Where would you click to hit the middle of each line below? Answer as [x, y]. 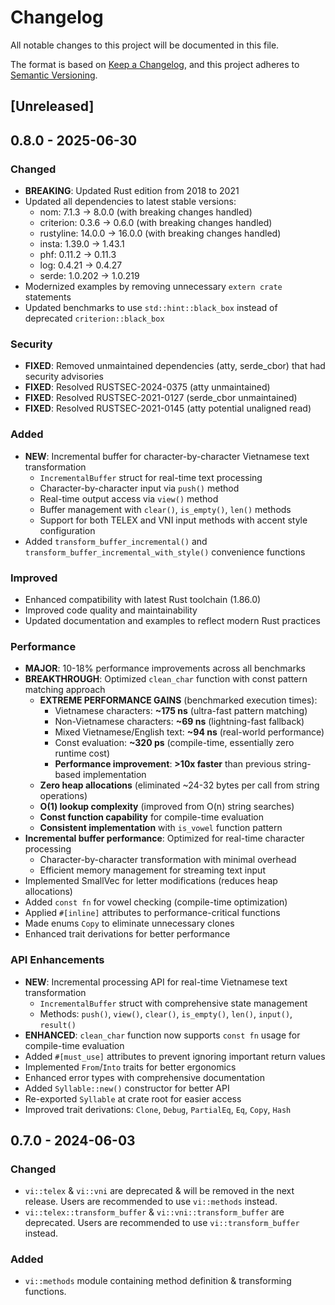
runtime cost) [82, 753]
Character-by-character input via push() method [139, 488]
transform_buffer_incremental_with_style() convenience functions [165, 552]
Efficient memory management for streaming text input [152, 870]
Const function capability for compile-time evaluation [151, 817]
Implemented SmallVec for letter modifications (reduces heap [151, 881]
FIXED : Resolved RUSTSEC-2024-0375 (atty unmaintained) [147, 387]
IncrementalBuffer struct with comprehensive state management [173, 1003]
